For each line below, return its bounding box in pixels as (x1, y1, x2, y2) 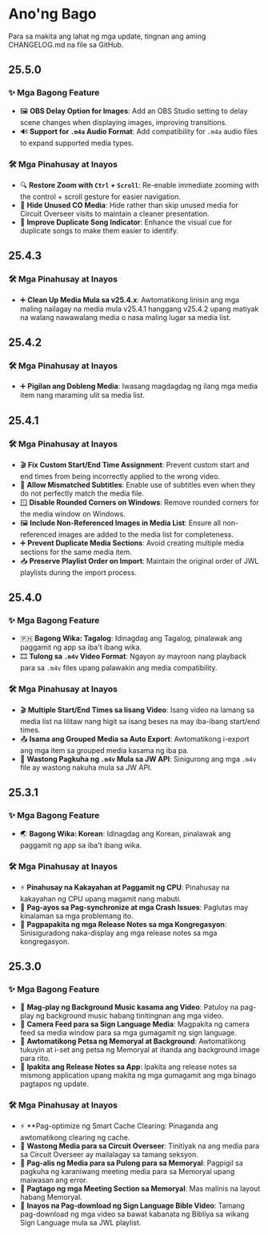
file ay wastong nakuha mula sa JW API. (19, 763, 152, 772)
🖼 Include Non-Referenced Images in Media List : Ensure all (19, 518, 222, 528)
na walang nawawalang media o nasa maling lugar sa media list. (19, 312, 232, 322)
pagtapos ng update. (19, 1079, 90, 1088)
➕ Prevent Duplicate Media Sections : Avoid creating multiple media (19, 538, 245, 548)
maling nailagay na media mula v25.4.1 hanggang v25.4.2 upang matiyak (19, 304, 259, 314)
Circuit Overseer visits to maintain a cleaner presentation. (19, 209, 210, 218)
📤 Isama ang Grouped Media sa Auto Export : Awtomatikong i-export (19, 734, 250, 743)
